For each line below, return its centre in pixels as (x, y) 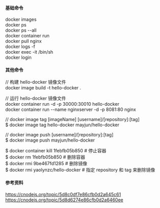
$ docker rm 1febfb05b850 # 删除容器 (45, 157)
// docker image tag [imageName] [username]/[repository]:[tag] (72, 120)
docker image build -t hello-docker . (43, 88)
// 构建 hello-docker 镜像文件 (36, 82)
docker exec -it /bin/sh (29, 52)
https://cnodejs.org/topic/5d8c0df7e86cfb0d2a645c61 (63, 194)
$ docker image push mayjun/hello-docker (50, 140)
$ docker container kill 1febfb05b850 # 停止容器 (56, 151)
